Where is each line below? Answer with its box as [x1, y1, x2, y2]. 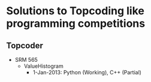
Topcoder [6, 40, 44, 51]
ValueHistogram [23, 62, 64, 70]
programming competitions [6, 17, 146, 30]
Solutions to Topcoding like [6, 4, 145, 18]
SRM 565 [14, 56, 38, 63]
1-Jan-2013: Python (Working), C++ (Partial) [32, 69, 142, 75]
